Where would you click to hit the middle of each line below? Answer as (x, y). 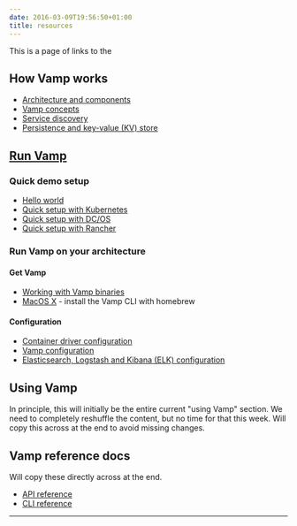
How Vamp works (59, 78)
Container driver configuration (77, 341)
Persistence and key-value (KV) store (90, 128)
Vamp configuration (58, 351)
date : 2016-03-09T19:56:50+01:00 (71, 17)
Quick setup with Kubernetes (75, 210)
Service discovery (55, 118)
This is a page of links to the (61, 50)
